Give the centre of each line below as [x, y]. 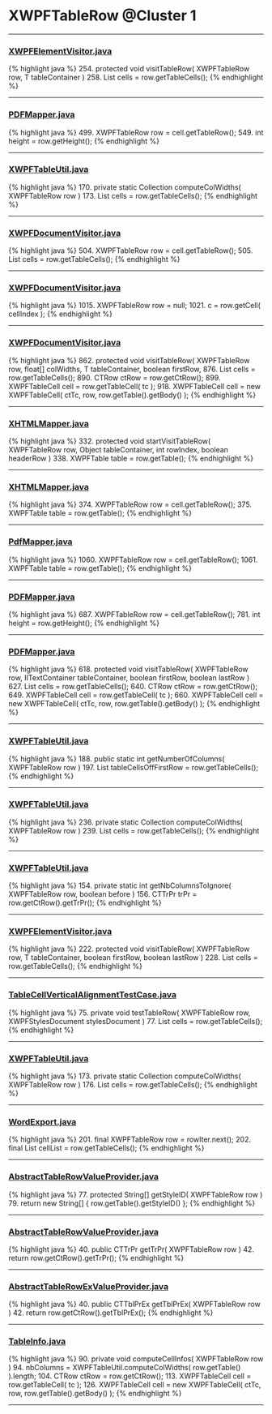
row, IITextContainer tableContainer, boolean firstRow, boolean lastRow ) [129, 678]
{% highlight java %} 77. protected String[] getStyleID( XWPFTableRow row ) [136, 1194]
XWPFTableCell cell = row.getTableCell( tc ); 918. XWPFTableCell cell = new [135, 386]
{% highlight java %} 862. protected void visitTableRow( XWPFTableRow [129, 360]
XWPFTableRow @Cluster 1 [102, 16]
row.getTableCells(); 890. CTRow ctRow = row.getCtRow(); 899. [115, 377]
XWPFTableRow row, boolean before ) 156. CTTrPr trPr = [103, 894]
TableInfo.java [37, 1342]
